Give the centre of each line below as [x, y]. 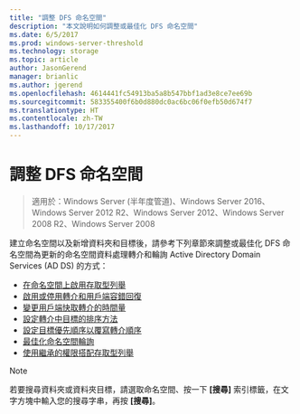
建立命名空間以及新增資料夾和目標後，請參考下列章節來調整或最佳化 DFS [145, 243]
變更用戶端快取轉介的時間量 [74, 307]
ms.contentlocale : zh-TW [56, 118]
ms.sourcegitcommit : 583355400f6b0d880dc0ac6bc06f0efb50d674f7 [131, 102]
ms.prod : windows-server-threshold [76, 43]
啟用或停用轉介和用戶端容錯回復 [82, 296]
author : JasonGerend [48, 69]
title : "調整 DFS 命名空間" [58, 18]
